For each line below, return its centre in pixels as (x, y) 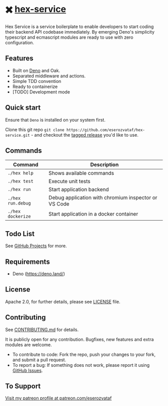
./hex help (20, 173)
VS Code (59, 204)
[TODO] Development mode (41, 92)
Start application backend (78, 189)
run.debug (19, 203)
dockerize (19, 217)
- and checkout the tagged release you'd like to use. (84, 135)
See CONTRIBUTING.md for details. (42, 330)
